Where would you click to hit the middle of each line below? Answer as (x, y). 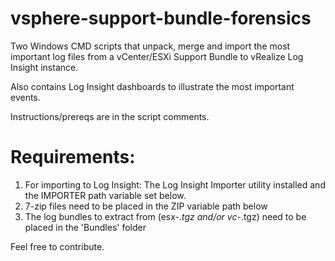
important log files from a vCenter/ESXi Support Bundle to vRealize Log (157, 56)
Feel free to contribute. (57, 246)
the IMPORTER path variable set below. (105, 195)
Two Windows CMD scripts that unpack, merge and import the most (150, 46)
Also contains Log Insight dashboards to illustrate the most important (152, 86)
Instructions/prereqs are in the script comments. (110, 116)
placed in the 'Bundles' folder (85, 227)
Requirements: (73, 157)
